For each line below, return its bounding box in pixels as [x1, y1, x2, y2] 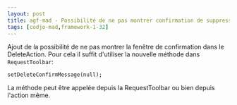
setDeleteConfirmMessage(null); [7, 71, 102, 78]
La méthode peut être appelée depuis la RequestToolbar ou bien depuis [7, 84, 215, 92]
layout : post [7, 10, 46, 18]
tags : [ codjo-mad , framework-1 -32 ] [7, 23, 109, 30]
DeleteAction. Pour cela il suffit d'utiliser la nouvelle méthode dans [7, 50, 200, 58]
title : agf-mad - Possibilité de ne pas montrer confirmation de [7, 17, 203, 24]
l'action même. [7, 91, 51, 99]
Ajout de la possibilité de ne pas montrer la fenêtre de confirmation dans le [7, 43, 224, 51]
